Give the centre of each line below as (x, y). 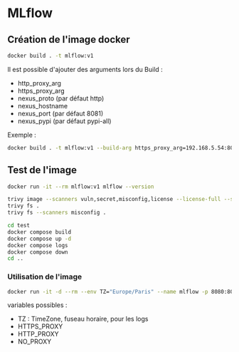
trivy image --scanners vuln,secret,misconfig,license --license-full (114, 200)
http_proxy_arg (39, 83)
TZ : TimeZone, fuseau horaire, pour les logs (83, 319)
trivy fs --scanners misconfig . (57, 213)
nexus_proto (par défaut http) (61, 98)
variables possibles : (37, 305)
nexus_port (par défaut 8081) (60, 113)
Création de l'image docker (69, 40)
